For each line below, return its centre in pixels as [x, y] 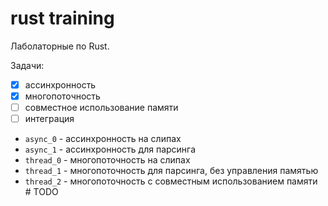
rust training [62, 18]
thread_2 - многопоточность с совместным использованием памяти [171, 181]
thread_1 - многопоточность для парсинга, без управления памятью [171, 171]
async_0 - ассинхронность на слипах [103, 139]
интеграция [49, 119]
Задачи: [27, 65]
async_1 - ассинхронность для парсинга [110, 149]
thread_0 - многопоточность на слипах [107, 160]
